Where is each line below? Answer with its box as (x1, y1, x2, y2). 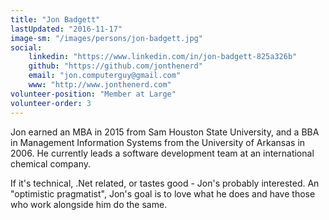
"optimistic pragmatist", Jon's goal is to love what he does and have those (10, 187, 316, 200)
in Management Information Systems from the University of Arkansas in (10, 136, 306, 148)
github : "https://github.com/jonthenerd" (28, 61, 203, 71)
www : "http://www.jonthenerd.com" (28, 80, 172, 90)
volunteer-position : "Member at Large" (10, 89, 177, 99)
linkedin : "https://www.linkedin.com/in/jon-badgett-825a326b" (28, 52, 298, 62)
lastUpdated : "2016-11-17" (10, 24, 123, 34)
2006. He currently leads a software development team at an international (10, 147, 315, 159)
